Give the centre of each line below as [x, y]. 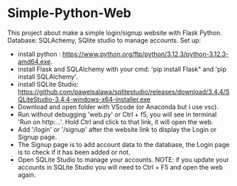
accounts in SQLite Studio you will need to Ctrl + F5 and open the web [120, 167]
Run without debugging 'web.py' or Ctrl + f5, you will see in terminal [117, 114]
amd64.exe [34, 61]
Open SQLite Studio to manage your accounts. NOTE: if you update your [123, 159]
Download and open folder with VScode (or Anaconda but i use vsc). [118, 106]
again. [27, 175]
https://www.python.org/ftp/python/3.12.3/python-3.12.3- [145, 54]
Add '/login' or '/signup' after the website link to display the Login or [117, 129]
